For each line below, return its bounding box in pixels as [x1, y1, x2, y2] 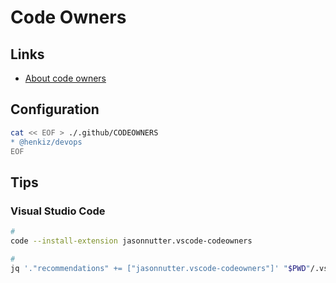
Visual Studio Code [10, 204, 106, 218]
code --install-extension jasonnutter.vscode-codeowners [10, 236, 253, 246]
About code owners [24, 72, 107, 84]
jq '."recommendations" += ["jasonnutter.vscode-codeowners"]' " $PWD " [10, 263, 311, 273]
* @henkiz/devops [10, 137, 83, 147]
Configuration [10, 101, 100, 118]
